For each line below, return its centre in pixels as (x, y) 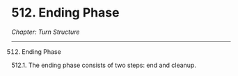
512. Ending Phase (65, 13)
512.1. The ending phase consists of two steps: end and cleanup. (104, 65)
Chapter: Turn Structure (46, 32)
